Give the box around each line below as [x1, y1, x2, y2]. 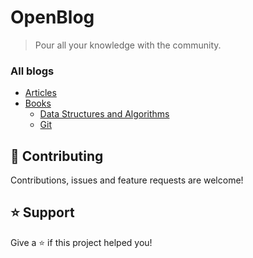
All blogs [10, 64, 55, 78]
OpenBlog [10, 6, 95, 29]
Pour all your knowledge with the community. [34, 39, 222, 51]
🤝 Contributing [10, 147, 104, 165]
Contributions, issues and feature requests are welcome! [10, 174, 244, 186]
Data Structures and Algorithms [39, 108, 170, 120]
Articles [24, 87, 57, 99]
